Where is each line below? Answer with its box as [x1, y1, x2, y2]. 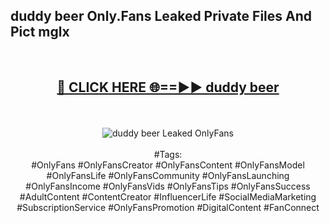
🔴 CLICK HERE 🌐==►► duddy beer [56, 79, 280, 96]
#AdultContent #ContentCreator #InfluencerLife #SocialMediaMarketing [19, 190, 317, 203]
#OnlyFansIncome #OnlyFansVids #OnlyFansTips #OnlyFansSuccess [25, 180, 311, 192]
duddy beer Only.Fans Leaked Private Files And [10, 8, 313, 25]
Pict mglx [10, 24, 70, 41]
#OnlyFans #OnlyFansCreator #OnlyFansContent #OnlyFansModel [31, 159, 305, 171]
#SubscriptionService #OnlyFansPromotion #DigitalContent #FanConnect [16, 201, 320, 213]
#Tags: [153, 148, 183, 160]
